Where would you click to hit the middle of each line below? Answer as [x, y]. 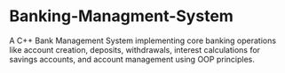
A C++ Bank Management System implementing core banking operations [143, 40]
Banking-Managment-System [121, 16]
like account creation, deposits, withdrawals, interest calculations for [135, 49]
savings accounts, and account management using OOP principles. [132, 59]
